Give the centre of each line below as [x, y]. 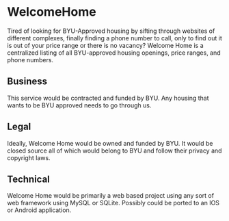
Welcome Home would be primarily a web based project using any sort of [110, 196]
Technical [28, 179]
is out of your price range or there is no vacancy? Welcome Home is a [105, 45]
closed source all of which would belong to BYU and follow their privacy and [114, 151]
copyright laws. [29, 157]
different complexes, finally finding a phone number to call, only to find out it [114, 38]
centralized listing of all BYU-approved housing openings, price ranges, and [114, 53]
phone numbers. [30, 60]
